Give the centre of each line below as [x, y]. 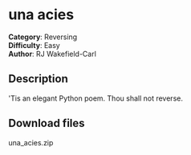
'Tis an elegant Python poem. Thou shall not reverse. [95, 98]
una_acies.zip [31, 142]
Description [38, 79]
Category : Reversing [43, 37]
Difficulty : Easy [34, 45]
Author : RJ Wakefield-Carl [52, 54]
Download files [47, 123]
